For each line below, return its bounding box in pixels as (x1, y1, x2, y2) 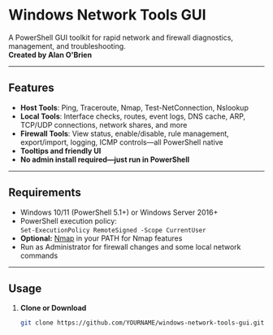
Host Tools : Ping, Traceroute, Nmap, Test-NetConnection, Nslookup (19, 102, 249, 112)
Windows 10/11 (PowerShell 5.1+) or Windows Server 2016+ (19, 207, 219, 217)
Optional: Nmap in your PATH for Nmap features (19, 233, 183, 243)
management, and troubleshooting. (8, 41, 126, 50)
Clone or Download (19, 303, 87, 313)
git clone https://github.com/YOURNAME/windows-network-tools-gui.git (19, 319, 265, 327)
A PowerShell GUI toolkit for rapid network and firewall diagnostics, (8, 33, 234, 42)
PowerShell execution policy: (19, 215, 118, 225)
